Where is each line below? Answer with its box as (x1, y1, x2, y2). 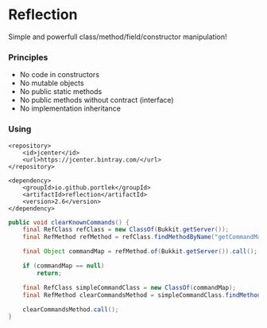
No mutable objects (19, 78, 85, 88)
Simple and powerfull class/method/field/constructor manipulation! (8, 32, 227, 41)
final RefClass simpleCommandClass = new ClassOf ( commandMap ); (22, 283, 237, 291)
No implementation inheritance (19, 103, 122, 113)
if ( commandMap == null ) (22, 262, 105, 270)
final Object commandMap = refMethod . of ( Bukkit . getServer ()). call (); (22, 248, 258, 256)
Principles (8, 52, 48, 63)
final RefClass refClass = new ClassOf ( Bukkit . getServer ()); (22, 225, 229, 234)
